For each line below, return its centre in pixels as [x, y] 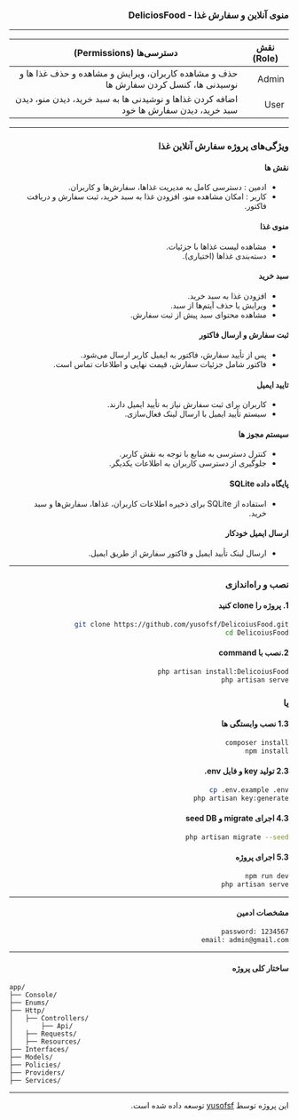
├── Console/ [33, 995]
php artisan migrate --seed [237, 837]
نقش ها [277, 167]
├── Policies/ [35, 1065]
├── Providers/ [37, 1072]
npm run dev [267, 876]
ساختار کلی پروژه [260, 968]
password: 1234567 [255, 932]
